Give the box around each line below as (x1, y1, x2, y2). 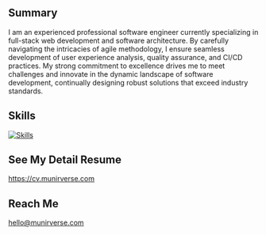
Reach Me (8, 197, 59, 210)
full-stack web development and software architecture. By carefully (8, 36, 229, 45)
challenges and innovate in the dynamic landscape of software (8, 69, 214, 78)
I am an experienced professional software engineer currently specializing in (8, 27, 259, 36)
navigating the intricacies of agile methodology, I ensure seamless (8, 44, 225, 54)
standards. (8, 86, 44, 96)
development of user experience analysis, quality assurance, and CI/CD (8, 52, 243, 62)
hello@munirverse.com (8, 218, 85, 228)
